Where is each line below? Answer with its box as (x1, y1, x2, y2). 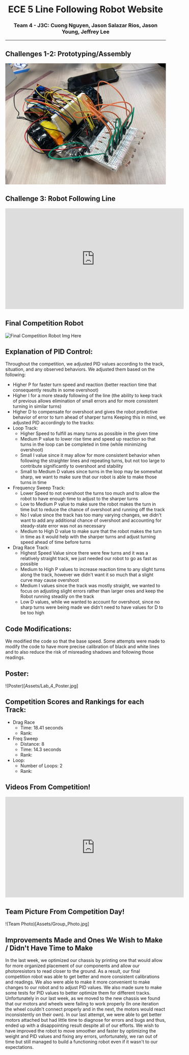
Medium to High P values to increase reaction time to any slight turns (20, 566, 166, 572)
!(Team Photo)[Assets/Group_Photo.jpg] (5, 921, 90, 927)
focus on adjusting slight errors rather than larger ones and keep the (20, 588, 164, 594)
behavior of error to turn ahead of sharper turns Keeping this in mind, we (12, 414, 166, 420)
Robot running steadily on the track (20, 593, 94, 600)
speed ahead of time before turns (20, 539, 91, 545)
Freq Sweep (12, 735, 38, 742)
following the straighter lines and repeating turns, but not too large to (20, 457, 165, 464)
